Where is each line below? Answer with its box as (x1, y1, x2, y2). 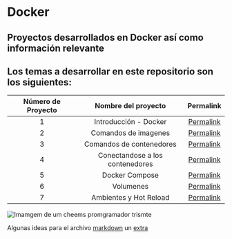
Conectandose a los (97, 151, 164, 160)
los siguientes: (7, 76, 72, 88)
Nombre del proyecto (95, 101, 166, 111)
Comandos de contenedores (84, 139, 177, 149)
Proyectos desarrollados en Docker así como (7, 32, 204, 43)
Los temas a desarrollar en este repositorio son (7, 65, 214, 77)
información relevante (7, 42, 105, 54)
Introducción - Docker (94, 117, 167, 127)
